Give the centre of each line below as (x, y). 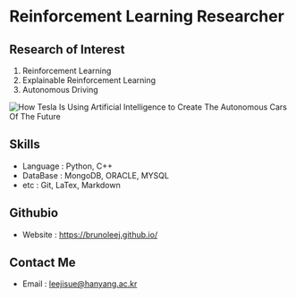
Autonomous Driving (60, 90)
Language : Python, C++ (68, 166)
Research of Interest (67, 50)
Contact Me (42, 263)
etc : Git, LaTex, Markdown (71, 185)
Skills (25, 145)
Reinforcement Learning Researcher (147, 17)
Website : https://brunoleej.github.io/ (90, 235)
